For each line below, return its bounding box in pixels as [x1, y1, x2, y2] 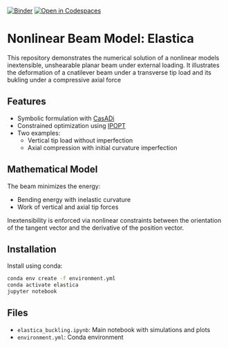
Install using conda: [7, 262, 63, 270]
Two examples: [17, 129, 61, 137]
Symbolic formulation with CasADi [17, 114, 115, 122]
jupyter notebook [7, 288, 57, 295]
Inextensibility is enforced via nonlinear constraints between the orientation [7, 216, 222, 224]
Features [7, 95, 46, 107]
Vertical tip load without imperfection [27, 136, 133, 145]
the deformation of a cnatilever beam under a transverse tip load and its [7, 68, 212, 76]
